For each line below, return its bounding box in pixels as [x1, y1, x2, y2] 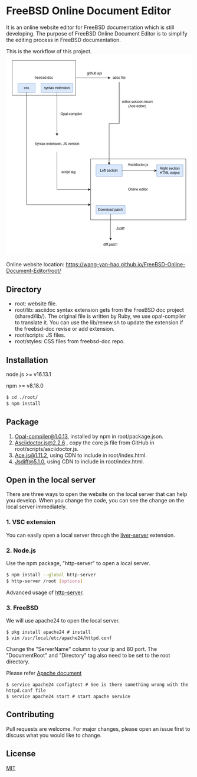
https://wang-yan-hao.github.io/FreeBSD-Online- [65, 261, 186, 268]
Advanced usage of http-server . [6, 589, 84, 596]
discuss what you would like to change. [6, 731, 102, 739]
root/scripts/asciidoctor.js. [14, 445, 78, 452]
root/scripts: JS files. [14, 331, 66, 338]
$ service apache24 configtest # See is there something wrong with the [6, 682, 189, 688]
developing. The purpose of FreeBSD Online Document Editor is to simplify [6, 30, 188, 37]
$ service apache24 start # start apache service [6, 694, 131, 699]
